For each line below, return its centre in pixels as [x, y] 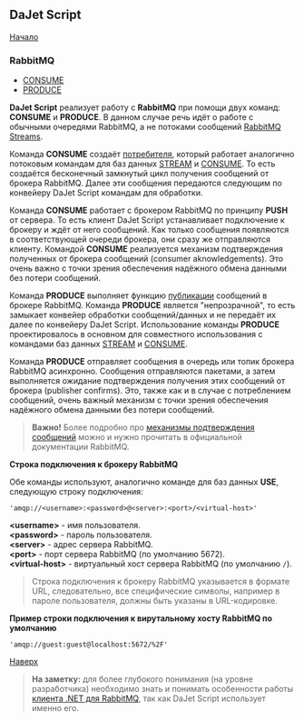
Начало [24, 36]
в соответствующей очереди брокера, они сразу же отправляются [140, 239]
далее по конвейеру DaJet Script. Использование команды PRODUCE [144, 325]
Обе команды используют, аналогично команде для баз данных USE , [144, 482]
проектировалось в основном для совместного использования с [136, 335]
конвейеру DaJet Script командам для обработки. [106, 193]
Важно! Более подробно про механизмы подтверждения [143, 427]
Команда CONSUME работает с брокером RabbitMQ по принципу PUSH [149, 210]
